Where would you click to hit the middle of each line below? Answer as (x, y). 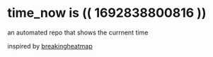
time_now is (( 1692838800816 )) (107, 13)
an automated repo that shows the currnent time (78, 32)
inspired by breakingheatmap (50, 46)
